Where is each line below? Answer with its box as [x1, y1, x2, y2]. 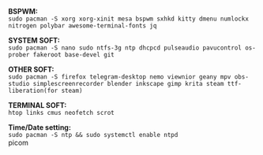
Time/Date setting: [8, 123, 71, 132]
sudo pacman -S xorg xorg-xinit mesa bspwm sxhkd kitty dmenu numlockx [8, 15, 249, 23]
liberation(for [8, 87, 58, 94]
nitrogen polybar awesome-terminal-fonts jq [8, 22, 157, 30]
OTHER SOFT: [8, 65, 54, 74]
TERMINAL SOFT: [8, 101, 67, 109]
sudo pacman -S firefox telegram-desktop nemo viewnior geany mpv [8, 73, 231, 81]
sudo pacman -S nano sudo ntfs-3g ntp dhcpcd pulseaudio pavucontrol [8, 44, 242, 52]
